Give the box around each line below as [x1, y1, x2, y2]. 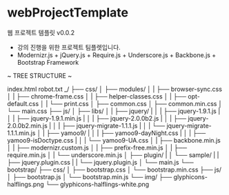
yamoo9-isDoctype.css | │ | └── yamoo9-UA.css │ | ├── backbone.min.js [7, 136, 221, 144]
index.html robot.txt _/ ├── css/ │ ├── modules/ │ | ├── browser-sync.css [7, 85, 223, 93]
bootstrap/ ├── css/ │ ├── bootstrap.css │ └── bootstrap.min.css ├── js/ [7, 165, 222, 174]
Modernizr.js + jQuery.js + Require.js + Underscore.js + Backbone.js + [17, 50, 217, 59]
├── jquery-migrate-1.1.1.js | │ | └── [61, 121, 166, 130]
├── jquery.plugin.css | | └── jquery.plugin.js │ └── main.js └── [7, 158, 195, 166]
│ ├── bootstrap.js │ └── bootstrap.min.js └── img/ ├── [7, 172, 172, 181]
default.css [7, 99, 39, 107]
